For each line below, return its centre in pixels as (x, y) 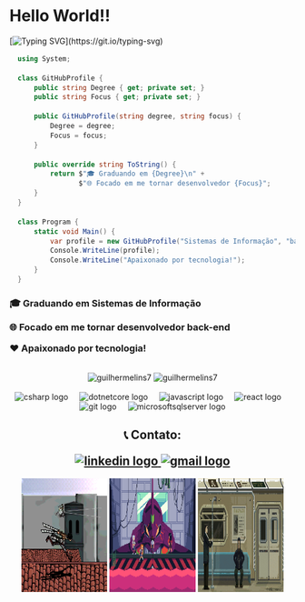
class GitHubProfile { (60, 78)
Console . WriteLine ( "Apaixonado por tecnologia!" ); (148, 260)
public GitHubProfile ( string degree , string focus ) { (138, 116)
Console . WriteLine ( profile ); (105, 251)
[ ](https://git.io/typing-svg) (86, 41)
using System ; (44, 59)
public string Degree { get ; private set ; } (119, 87)
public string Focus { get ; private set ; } (117, 97)
